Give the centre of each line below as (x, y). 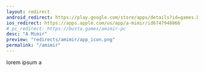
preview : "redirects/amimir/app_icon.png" (61, 40)
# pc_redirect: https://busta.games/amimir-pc (66, 28)
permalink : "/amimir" (34, 46)
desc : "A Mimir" (27, 34)
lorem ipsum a (24, 62)
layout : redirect (28, 12)
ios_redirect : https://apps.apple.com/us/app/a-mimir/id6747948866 (93, 23)
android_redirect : (29, 17)
